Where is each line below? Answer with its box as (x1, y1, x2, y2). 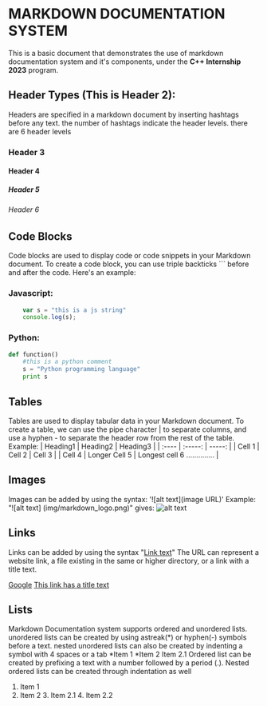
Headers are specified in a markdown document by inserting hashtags (8, 110, 239, 119)
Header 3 (8, 146, 45, 158)
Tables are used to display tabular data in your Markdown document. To (8, 416, 245, 425)
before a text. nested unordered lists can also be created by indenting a (8, 641, 243, 651)
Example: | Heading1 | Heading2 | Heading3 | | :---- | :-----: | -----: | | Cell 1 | (8, 441, 260, 451)
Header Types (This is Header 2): (8, 89, 176, 102)
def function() (8, 350, 59, 358)
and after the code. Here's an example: (8, 268, 137, 277)
